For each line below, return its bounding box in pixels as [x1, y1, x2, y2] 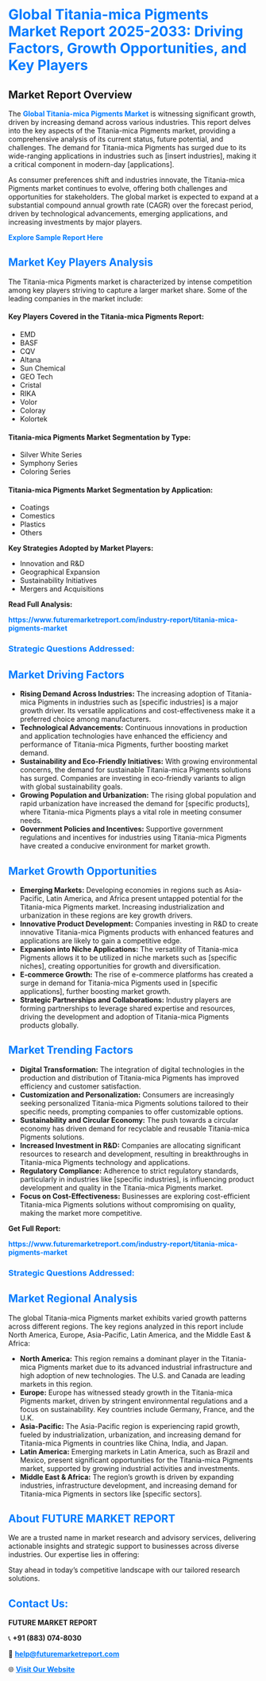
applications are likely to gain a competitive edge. [19, 936, 183, 945]
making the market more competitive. [19, 1208, 143, 1217]
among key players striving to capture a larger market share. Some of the [8, 285, 248, 295]
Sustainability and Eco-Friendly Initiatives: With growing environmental [19, 757, 258, 767]
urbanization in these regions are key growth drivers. [19, 910, 193, 920]
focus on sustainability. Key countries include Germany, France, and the [19, 1404, 256, 1414]
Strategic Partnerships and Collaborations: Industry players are [19, 995, 232, 1004]
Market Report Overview [8, 87, 133, 101]
